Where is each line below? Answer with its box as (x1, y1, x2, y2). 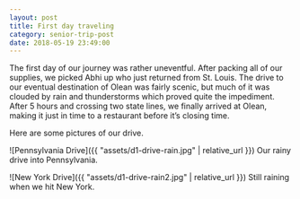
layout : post (9, 13, 58, 22)
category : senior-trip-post (9, 30, 115, 39)
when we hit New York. (9, 181, 95, 193)
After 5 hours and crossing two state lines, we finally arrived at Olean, (9, 100, 268, 112)
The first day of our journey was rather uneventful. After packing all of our (9, 63, 283, 74)
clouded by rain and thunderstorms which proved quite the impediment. (9, 91, 276, 102)
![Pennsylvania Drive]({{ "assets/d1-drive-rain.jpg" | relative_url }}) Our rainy (9, 145, 292, 156)
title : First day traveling (9, 22, 115, 30)
